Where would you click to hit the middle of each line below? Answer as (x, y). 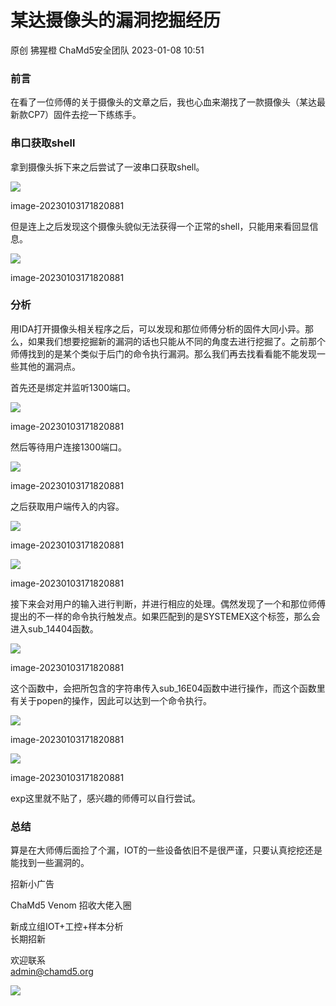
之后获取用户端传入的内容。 (67, 506)
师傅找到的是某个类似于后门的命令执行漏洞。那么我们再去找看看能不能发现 (163, 353)
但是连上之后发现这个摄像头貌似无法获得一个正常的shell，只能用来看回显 (160, 226)
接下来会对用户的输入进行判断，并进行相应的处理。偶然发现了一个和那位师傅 (168, 603)
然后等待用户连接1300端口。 (69, 447)
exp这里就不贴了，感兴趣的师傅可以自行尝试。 (106, 798)
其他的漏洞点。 (49, 366)
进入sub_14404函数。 (54, 628)
